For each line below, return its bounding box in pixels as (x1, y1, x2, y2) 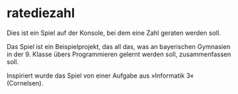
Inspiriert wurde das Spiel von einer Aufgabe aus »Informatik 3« (6, 71, 194, 80)
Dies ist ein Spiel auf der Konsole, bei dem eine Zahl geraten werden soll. (6, 28, 222, 37)
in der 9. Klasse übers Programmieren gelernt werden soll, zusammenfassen (6, 50, 232, 58)
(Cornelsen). (6, 78, 44, 87)
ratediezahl (6, 5, 76, 21)
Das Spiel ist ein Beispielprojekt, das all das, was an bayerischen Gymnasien (6, 42, 231, 51)
